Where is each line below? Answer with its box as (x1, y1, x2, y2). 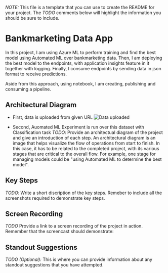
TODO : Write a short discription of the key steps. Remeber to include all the (5, 190, 162, 196)
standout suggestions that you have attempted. (5, 262, 104, 268)
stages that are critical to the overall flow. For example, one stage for (12, 151, 156, 157)
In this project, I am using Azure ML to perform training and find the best (5, 49, 156, 55)
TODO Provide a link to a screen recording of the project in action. (5, 223, 143, 229)
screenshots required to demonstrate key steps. (5, 195, 105, 201)
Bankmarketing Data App (5, 33, 113, 44)
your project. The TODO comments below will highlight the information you (5, 10, 161, 16)
